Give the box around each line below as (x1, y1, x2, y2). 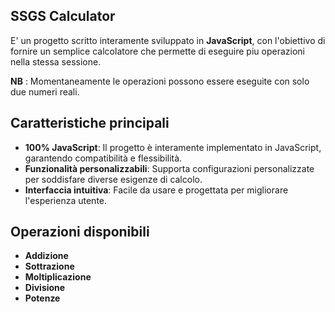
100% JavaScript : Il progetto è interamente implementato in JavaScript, (24, 141, 322, 153)
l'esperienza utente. (24, 194, 108, 206)
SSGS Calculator (10, 8, 116, 25)
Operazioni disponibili (10, 224, 150, 241)
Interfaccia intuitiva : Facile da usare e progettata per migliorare (24, 184, 289, 196)
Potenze (24, 292, 61, 304)
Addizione (24, 250, 69, 262)
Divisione (24, 282, 66, 294)
